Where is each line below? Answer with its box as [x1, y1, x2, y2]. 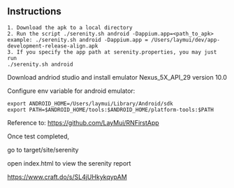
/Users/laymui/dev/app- [151, 36, 220, 43]
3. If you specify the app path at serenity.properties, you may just [7, 48, 217, 55]
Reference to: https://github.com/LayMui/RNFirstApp [7, 118, 159, 126]
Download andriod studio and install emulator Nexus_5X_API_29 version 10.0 [7, 73, 227, 81]
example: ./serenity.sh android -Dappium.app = [7, 36, 149, 43]
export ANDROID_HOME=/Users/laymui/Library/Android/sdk [7, 100, 173, 107]
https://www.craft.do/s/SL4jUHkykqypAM [7, 173, 127, 181]
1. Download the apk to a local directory [7, 24, 133, 31]
